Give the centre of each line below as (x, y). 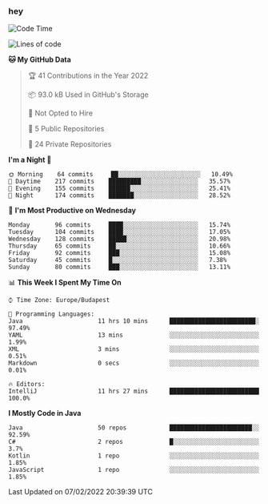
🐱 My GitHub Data (40, 60)
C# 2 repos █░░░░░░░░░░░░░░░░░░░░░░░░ (134, 442)
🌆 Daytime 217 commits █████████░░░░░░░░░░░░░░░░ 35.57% (119, 182)
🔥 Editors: (27, 385)
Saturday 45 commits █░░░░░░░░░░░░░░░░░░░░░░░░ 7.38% (118, 260)
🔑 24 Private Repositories (70, 144)
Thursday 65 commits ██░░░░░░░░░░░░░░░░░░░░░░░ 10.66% (119, 246)
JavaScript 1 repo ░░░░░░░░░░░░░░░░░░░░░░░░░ (134, 470)
